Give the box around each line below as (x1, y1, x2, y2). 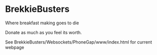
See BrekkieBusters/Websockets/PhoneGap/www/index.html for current (5, 39, 152, 45)
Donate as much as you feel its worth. (5, 29, 82, 35)
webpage (5, 44, 25, 50)
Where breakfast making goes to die (5, 20, 79, 26)
